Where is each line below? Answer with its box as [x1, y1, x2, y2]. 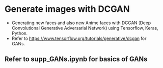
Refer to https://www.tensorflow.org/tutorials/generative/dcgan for [11, 35, 147, 41]
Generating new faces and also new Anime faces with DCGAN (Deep [11, 20, 151, 26]
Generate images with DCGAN [4, 3, 130, 15]
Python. [11, 30, 28, 36]
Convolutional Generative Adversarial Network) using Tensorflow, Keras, [11, 25, 158, 31]
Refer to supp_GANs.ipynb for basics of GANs [4, 55, 148, 64]
